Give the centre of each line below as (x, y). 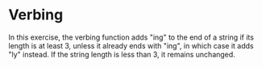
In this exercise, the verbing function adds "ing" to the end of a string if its (131, 37)
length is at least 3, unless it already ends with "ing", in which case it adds (131, 45)
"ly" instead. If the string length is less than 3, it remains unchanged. (122, 54)
